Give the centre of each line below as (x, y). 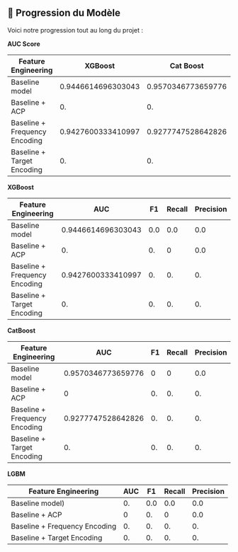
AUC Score (24, 44)
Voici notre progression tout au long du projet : (75, 30)
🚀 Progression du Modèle (64, 13)
